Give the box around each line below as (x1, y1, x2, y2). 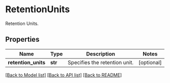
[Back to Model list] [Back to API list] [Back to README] (5, 72, 122, 78)
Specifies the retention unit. (68, 59, 134, 66)
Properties (5, 35, 40, 44)
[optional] (138, 59, 162, 66)
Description (86, 50, 116, 57)
